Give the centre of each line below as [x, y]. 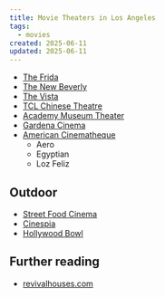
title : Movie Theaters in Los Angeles [82, 18]
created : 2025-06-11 [49, 43]
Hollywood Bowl [53, 233]
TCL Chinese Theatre [62, 106]
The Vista [40, 97]
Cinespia [39, 224]
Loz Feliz [53, 164]
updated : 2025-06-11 [49, 52]
